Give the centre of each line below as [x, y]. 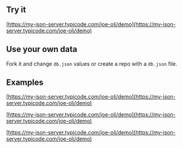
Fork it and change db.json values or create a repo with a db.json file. [92, 64]
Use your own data [42, 49]
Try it [16, 10]
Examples [25, 83]
